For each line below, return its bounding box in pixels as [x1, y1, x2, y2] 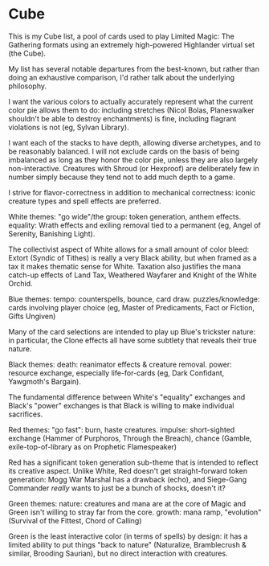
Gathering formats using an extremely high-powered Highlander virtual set [8, 39, 255, 49]
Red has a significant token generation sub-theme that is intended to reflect [8, 457, 259, 467]
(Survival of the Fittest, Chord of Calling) [8, 515, 142, 525]
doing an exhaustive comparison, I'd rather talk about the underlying [8, 72, 235, 82]
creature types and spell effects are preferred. [8, 196, 161, 206]
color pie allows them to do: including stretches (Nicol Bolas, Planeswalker [8, 105, 255, 115]
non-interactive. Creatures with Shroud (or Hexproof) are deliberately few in [8, 163, 259, 173]
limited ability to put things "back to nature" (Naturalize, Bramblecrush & [8, 539, 247, 549]
